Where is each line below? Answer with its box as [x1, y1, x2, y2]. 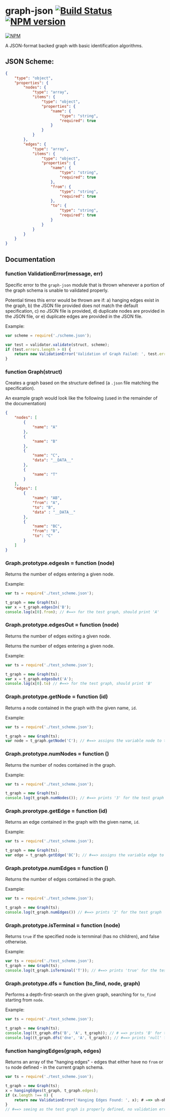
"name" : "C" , [32, 453, 60, 458]
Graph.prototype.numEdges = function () [5, 865, 109, 872]
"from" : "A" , [32, 500, 60, 505]
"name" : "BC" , [32, 524, 62, 529]
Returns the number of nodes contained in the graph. [5, 762, 116, 768]
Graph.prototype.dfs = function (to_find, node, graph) [5, 980, 141, 987]
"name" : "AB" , [32, 496, 62, 501]
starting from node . [5, 997, 44, 1003]
